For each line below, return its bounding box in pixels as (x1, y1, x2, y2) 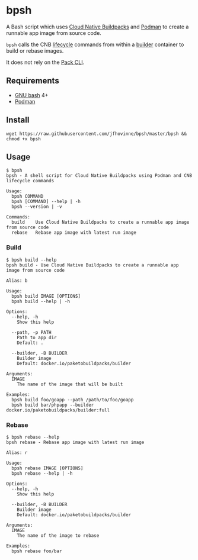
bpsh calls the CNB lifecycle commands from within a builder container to (6, 41, 184, 48)
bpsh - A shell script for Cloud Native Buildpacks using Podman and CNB (6, 173, 193, 179)
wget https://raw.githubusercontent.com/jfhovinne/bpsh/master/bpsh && (6, 131, 187, 137)
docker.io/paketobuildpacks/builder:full (6, 407, 110, 413)
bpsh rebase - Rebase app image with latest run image (6, 439, 145, 445)
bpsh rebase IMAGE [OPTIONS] (11, 465, 84, 471)
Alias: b (6, 278, 28, 284)
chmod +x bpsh (6, 136, 41, 142)
